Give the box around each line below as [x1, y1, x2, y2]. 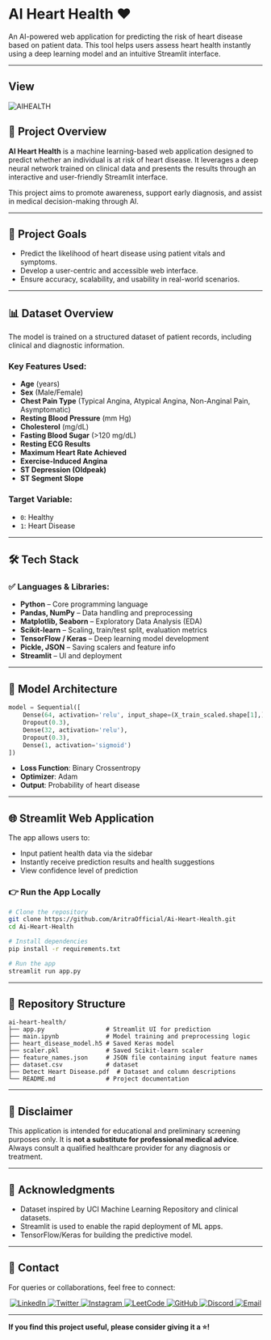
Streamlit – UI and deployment [19, 651, 123, 661]
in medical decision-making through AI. [8, 196, 140, 206]
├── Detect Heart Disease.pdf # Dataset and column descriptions [8, 1068, 236, 1076]
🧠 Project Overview [8, 125, 107, 138]
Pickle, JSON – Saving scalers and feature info [19, 642, 176, 652]
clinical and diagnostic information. [8, 340, 125, 350]
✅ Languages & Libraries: [8, 581, 110, 593]
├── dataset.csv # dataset [8, 1061, 139, 1069]
